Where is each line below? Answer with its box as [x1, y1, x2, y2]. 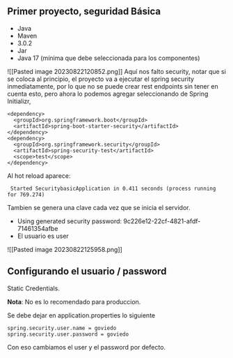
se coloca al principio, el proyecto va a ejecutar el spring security [7, 75, 195, 83]
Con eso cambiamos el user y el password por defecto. [7, 343, 166, 351]
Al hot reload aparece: [7, 171, 71, 180]
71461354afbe [17, 224, 58, 232]
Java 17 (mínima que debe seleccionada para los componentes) [17, 54, 200, 62]
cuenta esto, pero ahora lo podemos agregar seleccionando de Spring [7, 89, 209, 98]
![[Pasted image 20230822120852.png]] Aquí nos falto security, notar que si [7, 67, 226, 75]
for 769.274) [7, 191, 45, 198]
